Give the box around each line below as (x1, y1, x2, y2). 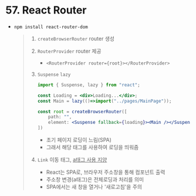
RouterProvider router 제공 (37, 48, 102, 55)
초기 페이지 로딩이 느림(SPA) (46, 136, 112, 144)
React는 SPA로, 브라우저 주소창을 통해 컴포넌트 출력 (46, 168, 165, 176)
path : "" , (48, 114, 72, 120)
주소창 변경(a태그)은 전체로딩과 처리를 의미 (46, 176, 144, 183)
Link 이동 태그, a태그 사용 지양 (37, 156, 107, 163)
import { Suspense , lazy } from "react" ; (37, 82, 140, 88)
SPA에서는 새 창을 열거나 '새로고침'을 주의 (46, 183, 142, 191)
